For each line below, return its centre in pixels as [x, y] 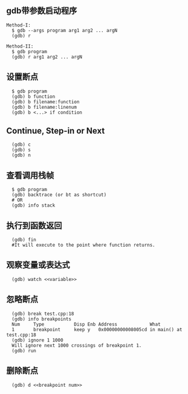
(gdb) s [21, 150]
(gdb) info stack [34, 205]
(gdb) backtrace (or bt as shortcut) [59, 195]
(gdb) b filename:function [46, 102]
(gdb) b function [34, 96]
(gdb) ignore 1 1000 [37, 340]
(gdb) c [21, 145]
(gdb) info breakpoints [41, 319]
